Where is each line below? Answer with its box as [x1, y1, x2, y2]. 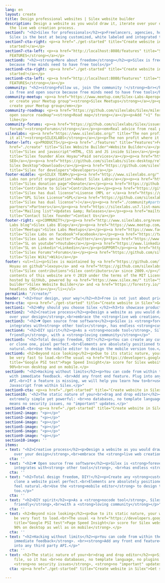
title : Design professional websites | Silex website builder [5, 16, 135, 21]
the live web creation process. [9, 26, 76, 31]
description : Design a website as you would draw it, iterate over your [5, 21, 157, 26]
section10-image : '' [5, 438, 48, 443]
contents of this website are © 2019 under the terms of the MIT [9, 273, 146, 278]
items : [5, 443, 19, 447]
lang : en [5, 7, 23, 12]
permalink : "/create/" [5, 291, 52, 296]
